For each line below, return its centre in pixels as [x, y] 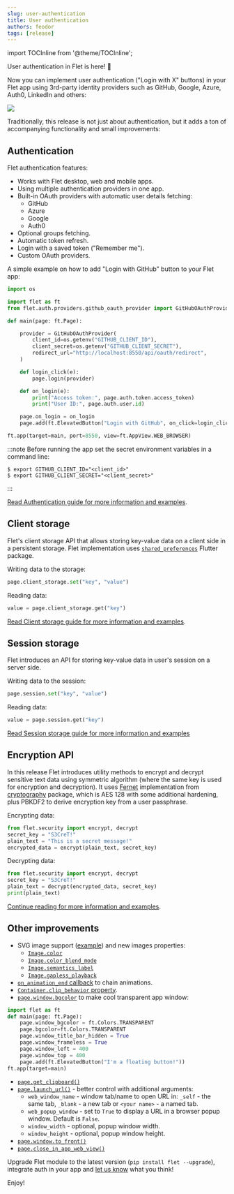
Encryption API [41, 755]
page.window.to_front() [52, 1142]
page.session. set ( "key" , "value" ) [57, 694]
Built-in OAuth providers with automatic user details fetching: [105, 196]
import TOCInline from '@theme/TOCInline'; [70, 53]
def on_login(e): [45, 391]
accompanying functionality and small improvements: [84, 129]
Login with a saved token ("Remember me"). [81, 248]
